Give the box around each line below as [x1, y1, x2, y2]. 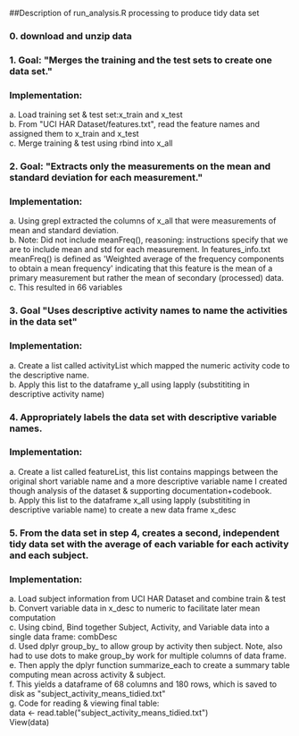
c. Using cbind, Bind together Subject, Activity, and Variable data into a [9, 622, 270, 633]
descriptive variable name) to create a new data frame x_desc [9, 504, 237, 515]
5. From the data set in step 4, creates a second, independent [9, 527, 279, 539]
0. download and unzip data [9, 30, 132, 42]
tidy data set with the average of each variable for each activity [9, 537, 289, 550]
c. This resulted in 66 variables [9, 282, 123, 293]
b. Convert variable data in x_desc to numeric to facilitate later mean [9, 603, 261, 613]
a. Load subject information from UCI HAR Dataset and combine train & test [9, 594, 287, 605]
